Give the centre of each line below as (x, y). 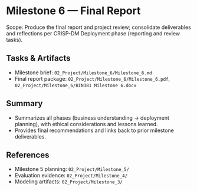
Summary (24, 103)
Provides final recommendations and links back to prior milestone (94, 130)
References (28, 155)
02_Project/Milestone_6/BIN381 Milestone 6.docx (75, 85)
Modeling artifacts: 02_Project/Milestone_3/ (68, 182)
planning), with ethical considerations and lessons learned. (86, 124)
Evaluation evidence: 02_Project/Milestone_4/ (71, 176)
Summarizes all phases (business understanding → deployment (92, 118)
